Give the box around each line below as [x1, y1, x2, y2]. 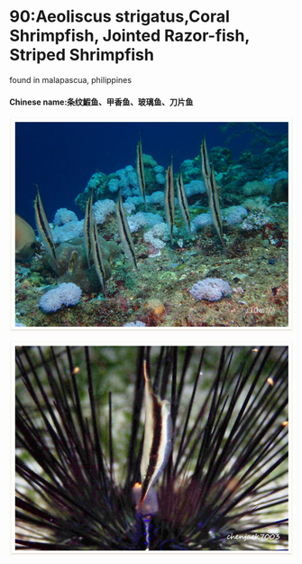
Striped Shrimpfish [9, 45, 155, 65]
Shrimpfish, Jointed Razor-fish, [9, 25, 250, 46]
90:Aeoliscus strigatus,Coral [9, 6, 230, 27]
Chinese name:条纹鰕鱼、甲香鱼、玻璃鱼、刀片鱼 [9, 97, 194, 107]
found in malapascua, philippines [9, 74, 133, 85]
